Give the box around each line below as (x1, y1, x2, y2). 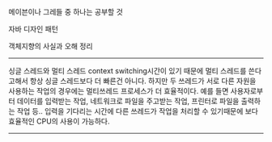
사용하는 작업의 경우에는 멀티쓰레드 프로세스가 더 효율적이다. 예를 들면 (8, 86, 229, 95)
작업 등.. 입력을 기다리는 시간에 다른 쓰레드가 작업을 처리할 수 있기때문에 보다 (16, 106, 259, 115)
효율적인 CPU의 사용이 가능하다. (8, 116, 110, 126)
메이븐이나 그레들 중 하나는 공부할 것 (8, 7, 123, 16)
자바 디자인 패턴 (8, 24, 59, 34)
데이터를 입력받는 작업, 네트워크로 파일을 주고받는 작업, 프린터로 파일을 (16, 96, 240, 106)
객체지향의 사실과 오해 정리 (8, 41, 93, 51)
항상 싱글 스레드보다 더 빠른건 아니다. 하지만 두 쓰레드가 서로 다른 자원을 (29, 76, 257, 86)
